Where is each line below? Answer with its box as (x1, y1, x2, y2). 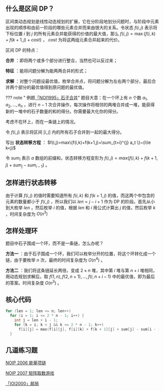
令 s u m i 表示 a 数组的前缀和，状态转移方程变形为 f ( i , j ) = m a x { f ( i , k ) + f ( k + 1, (5, 155, 158, 162)
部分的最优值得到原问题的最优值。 (18, 84, 87, 90)
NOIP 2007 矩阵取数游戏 (5, 370, 55, 376)
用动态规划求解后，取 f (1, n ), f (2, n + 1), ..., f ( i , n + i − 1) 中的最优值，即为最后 (5, 274, 155, 279)
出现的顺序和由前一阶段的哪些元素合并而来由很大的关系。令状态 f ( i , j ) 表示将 (5, 24, 158, 30)
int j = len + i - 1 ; (14, 318, 58, 323)
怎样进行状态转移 (5, 178, 57, 187)
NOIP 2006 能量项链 (5, 360, 46, 366)
